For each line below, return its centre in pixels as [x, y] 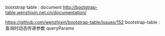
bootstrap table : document [34, 7]
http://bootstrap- [80, 7]
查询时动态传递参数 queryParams [40, 28]
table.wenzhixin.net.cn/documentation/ [46, 12]
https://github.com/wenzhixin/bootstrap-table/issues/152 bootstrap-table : [82, 22]
